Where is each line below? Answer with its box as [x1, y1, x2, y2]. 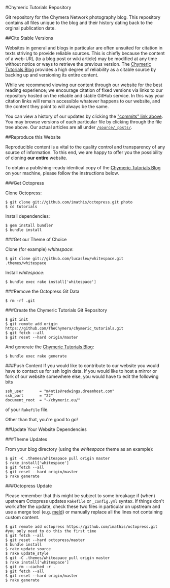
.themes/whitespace [5, 261, 47, 266]
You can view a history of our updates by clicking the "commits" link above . [5, 113, 163, 119]
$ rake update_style [5, 551, 49, 556]
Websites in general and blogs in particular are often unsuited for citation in [5, 45, 163, 50]
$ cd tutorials [5, 204, 38, 209]
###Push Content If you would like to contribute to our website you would [5, 363, 159, 369]
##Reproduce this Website [5, 134, 61, 140]
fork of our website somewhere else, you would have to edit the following [5, 373, 159, 379]
